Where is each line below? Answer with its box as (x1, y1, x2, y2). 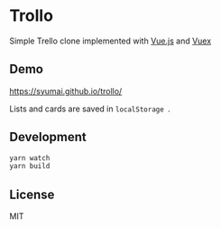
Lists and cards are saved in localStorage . (9, 103, 171, 114)
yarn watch (9, 153, 51, 163)
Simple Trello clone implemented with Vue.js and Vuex (9, 35, 212, 46)
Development (9, 129, 87, 145)
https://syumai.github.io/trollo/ (9, 85, 123, 96)
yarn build (9, 162, 51, 171)
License (9, 186, 55, 202)
